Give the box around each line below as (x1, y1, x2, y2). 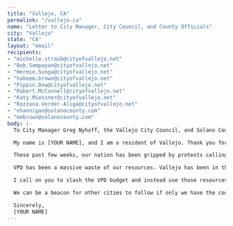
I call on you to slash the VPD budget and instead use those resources (13, 177, 228, 184)
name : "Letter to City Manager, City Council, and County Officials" (7, 23, 213, 30)
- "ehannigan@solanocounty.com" (7, 107, 101, 114)
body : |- (7, 120, 33, 127)
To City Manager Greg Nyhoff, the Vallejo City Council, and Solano (13, 127, 216, 134)
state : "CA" (7, 36, 42, 43)
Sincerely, (13, 202, 45, 209)
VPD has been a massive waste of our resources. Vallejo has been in (13, 164, 218, 171)
